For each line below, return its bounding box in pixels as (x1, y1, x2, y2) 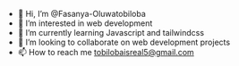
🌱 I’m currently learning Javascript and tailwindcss (17, 28, 204, 37)
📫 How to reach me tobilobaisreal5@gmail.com (17, 47, 194, 57)
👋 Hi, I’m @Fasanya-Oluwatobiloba (17, 9, 146, 19)
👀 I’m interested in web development (17, 18, 153, 29)
